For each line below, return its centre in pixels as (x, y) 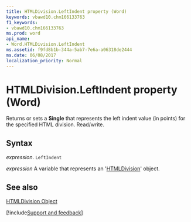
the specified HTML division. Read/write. (55, 125)
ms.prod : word (23, 33)
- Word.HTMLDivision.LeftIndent (45, 45)
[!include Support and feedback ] (45, 213)
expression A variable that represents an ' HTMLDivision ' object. (83, 169)
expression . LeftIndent (34, 157)
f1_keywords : (22, 22)
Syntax (19, 143)
